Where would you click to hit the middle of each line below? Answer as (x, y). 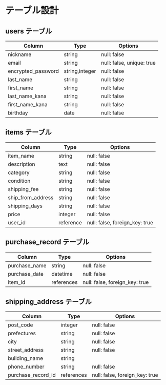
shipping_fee (23, 189)
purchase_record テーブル (47, 242)
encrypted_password (33, 71)
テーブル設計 (32, 11)
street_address (26, 350)
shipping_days (25, 206)
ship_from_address (31, 197)
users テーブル (29, 31)
